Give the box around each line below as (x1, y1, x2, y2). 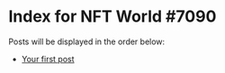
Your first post (21, 53, 75, 64)
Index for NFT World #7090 (8, 6, 217, 27)
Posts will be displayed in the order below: (8, 36, 166, 47)
